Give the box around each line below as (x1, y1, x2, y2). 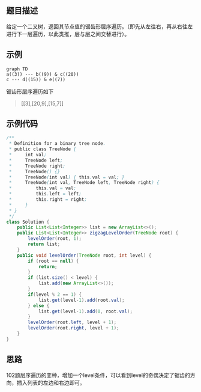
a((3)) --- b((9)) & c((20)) (6, 71, 79, 77)
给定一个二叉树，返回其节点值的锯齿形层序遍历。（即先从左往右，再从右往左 (6, 23, 193, 30)
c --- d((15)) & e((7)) (6, 76, 66, 82)
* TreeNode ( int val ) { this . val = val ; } (8, 174, 125, 180)
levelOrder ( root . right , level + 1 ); (28, 325, 119, 331)
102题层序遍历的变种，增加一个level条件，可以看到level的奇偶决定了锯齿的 (6, 372, 190, 379)
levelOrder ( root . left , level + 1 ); (28, 319, 117, 326)
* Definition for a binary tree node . (8, 141, 106, 147)
